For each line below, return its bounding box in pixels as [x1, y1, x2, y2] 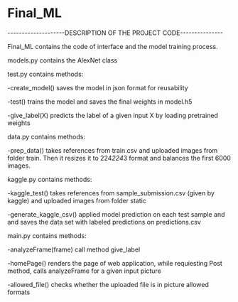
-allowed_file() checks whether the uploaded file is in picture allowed [7, 280, 210, 288]
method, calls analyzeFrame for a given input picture [7, 266, 161, 275]
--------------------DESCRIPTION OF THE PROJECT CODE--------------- [7, 28, 224, 37]
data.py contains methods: [7, 132, 85, 141]
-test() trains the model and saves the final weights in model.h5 [7, 97, 193, 106]
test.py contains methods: [7, 70, 84, 78]
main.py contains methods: [7, 231, 87, 239]
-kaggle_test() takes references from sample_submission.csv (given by [7, 188, 215, 197]
